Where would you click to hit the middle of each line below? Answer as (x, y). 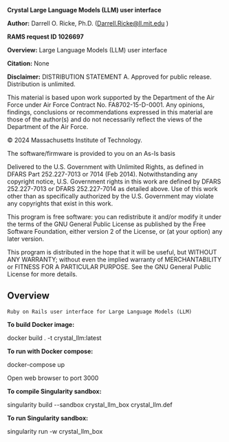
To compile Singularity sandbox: (54, 391)
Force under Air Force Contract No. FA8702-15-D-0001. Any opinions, (106, 105)
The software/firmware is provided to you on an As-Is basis (91, 153)
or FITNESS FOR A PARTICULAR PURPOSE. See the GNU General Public (109, 267)
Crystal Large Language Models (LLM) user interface (84, 10)
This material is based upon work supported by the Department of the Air (111, 97)
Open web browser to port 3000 (53, 378)
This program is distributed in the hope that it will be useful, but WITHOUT (112, 252)
